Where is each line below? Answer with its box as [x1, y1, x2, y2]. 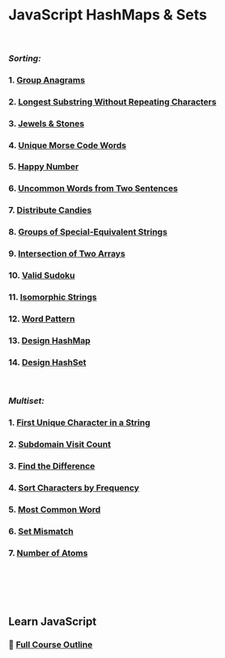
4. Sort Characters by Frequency [8, 482, 140, 493]
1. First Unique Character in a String [8, 417, 151, 428]
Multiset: [8, 395, 45, 406]
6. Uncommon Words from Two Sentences [8, 183, 178, 194]
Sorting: [8, 53, 42, 64]
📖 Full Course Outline [8, 639, 93, 651]
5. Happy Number [8, 161, 79, 172]
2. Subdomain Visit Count [8, 439, 112, 450]
